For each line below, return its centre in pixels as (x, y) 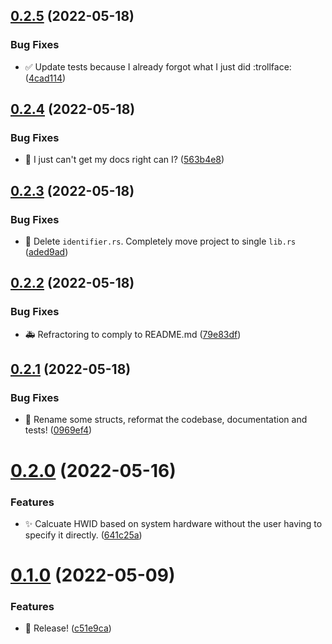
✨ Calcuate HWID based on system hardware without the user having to (173, 523)
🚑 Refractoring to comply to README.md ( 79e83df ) (133, 334)
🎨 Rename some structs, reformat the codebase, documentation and (166, 420)
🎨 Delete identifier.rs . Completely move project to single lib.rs (160, 241)
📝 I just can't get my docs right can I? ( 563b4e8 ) (124, 160)
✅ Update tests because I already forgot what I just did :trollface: (158, 66)
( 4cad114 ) (45, 78)
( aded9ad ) (46, 252)
